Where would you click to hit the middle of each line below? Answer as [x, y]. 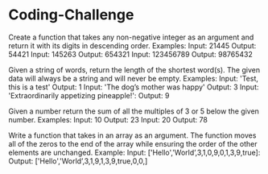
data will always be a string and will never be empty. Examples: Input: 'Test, [134, 78]
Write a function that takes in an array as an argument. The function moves [132, 135]
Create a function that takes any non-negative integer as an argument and [131, 37]
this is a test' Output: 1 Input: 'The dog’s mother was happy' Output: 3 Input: [134, 87]
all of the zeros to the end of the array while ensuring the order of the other [133, 143]
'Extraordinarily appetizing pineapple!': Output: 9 [89, 95]
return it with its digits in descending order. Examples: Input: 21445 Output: [132, 45]
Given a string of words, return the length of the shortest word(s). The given [134, 69]
